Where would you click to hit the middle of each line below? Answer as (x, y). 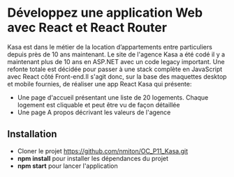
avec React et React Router (87, 28)
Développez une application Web (105, 13)
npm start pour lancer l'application (67, 166)
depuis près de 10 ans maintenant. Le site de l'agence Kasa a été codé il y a (116, 54)
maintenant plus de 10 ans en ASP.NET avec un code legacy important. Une (116, 61)
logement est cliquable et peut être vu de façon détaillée (98, 105)
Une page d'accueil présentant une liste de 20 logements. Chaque (113, 97)
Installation (32, 134)
